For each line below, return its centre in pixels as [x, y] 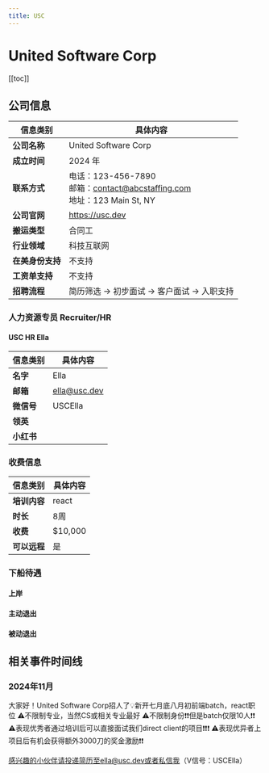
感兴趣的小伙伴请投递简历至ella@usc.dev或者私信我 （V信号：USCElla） [128, 761]
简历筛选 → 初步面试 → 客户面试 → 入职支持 [151, 292]
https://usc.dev [97, 215]
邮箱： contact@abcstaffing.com [130, 188]
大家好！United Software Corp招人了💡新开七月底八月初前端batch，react [128, 706]
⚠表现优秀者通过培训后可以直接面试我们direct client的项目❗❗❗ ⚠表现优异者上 [135, 729]
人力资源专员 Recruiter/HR [60, 317]
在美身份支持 [37, 261]
